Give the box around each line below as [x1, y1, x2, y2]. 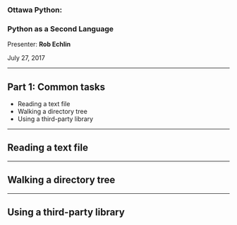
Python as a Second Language [7, 23, 114, 33]
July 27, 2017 [7, 54, 46, 62]
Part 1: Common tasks [7, 81, 106, 93]
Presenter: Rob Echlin [7, 40, 71, 49]
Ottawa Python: [7, 5, 62, 15]
